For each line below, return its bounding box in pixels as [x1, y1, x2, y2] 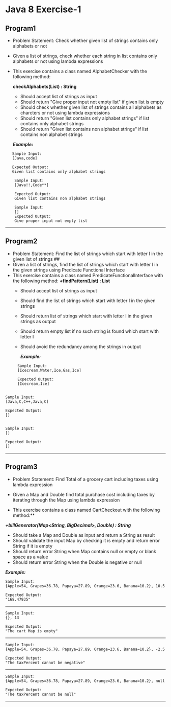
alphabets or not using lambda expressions [12, 58, 103, 64]
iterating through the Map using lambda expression [12, 497, 120, 503]
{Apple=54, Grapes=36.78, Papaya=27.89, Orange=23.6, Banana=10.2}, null [5, 678, 165, 683]
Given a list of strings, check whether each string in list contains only [12, 53, 158, 59]
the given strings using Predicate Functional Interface [12, 267, 125, 273]
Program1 [5, 24, 36, 33]
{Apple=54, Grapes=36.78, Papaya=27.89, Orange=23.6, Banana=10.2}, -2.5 [5, 647, 165, 652]
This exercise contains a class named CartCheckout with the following [12, 507, 160, 513]
